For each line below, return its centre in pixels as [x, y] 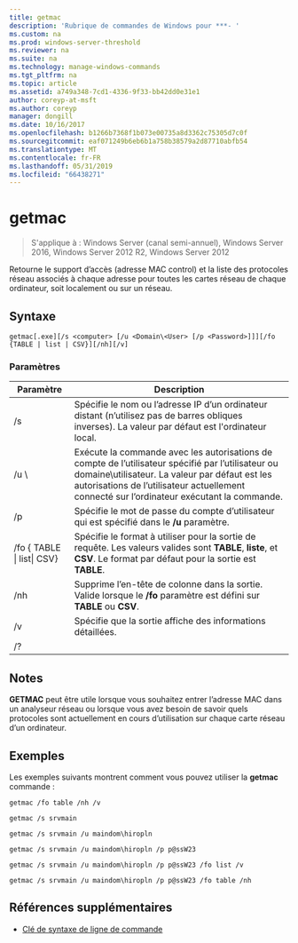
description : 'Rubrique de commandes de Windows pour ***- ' [125, 26]
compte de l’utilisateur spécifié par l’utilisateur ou [176, 464]
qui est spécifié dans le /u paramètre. [152, 522]
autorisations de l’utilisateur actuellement [160, 486]
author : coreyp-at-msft [53, 100]
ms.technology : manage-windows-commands [85, 67]
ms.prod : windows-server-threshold [75, 42]
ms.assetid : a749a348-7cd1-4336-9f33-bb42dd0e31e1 [105, 91]
